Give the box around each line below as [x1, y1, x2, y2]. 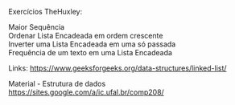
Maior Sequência [8, 22, 65, 31]
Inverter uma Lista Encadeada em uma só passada [8, 39, 176, 49]
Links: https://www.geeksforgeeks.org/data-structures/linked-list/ [8, 63, 227, 73]
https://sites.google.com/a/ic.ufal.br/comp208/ [8, 87, 165, 97]
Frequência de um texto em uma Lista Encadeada [8, 48, 173, 57]
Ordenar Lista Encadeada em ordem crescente [8, 31, 163, 40]
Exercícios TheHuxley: [8, 7, 83, 16]
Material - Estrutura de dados [8, 79, 106, 88]
